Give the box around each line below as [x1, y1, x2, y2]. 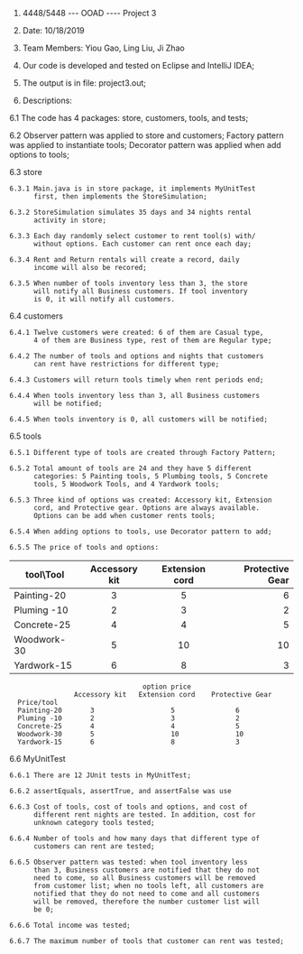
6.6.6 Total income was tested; [9, 921, 131, 930]
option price [142, 682, 192, 691]
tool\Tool [25, 569, 65, 580]
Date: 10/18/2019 [22, 25, 86, 35]
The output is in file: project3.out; [22, 78, 147, 88]
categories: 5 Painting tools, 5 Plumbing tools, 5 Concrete [32, 472, 269, 481]
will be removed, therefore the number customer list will [32, 897, 260, 906]
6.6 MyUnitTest [9, 754, 66, 764]
